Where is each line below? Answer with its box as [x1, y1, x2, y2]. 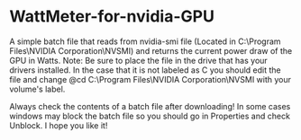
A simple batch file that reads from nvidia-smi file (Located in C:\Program [9, 36, 281, 47]
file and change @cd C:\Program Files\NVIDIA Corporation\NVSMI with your [9, 74, 291, 84]
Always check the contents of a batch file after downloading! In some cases [9, 101, 291, 111]
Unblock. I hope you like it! [9, 119, 108, 131]
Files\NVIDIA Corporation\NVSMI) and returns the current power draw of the [9, 45, 293, 56]
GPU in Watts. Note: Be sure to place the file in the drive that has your [9, 55, 268, 66]
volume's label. [9, 83, 66, 94]
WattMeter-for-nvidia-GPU [9, 6, 214, 27]
